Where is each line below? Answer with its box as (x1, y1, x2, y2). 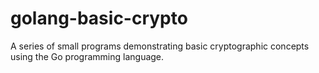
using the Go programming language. (10, 50, 165, 62)
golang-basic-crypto (10, 7, 188, 30)
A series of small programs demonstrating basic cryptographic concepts (10, 40, 310, 52)
